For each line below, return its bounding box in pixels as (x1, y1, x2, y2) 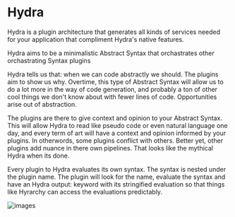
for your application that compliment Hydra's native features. (7, 35, 185, 43)
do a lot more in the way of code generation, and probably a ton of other (7, 85, 217, 93)
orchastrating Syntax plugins (7, 56, 91, 64)
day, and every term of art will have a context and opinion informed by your (7, 129, 227, 137)
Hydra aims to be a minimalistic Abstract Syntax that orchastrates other (7, 49, 215, 57)
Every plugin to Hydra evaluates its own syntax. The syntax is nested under (7, 165, 227, 173)
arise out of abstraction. (7, 100, 78, 108)
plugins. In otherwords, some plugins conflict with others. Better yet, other (7, 136, 224, 145)
